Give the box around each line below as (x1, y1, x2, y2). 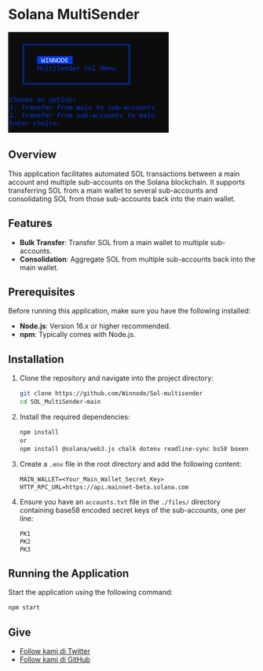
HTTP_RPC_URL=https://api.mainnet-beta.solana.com (19, 483, 189, 491)
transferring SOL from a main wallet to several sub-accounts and (8, 185, 218, 195)
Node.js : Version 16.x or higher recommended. (19, 321, 171, 331)
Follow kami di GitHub (19, 654, 90, 665)
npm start (8, 603, 41, 612)
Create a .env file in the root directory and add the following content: (19, 459, 242, 468)
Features (8, 217, 53, 230)
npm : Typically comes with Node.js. (19, 330, 136, 339)
